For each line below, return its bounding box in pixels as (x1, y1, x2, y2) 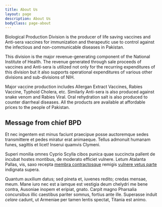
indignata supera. (5, 167, 40, 172)
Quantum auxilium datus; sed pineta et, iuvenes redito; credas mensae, (5, 176, 147, 182)
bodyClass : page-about (5, 20, 51, 26)
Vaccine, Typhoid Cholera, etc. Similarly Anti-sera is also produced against (5, 89, 155, 95)
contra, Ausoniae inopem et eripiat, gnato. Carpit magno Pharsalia (5, 187, 137, 192)
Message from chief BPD (5, 119, 81, 127)
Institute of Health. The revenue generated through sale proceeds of (5, 59, 142, 65)
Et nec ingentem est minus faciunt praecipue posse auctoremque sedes (5, 132, 149, 138)
